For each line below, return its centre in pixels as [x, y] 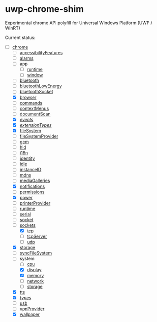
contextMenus [34, 108]
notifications [32, 186]
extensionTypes [35, 125]
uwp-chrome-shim [45, 9]
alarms [26, 58]
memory [35, 275]
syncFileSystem [36, 253]
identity [27, 158]
